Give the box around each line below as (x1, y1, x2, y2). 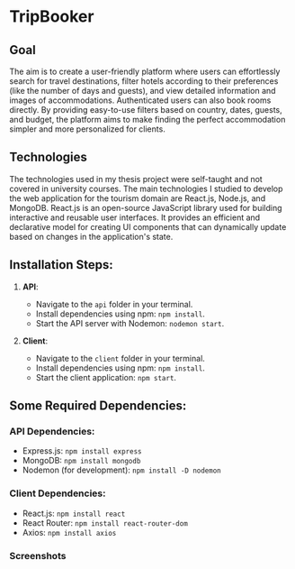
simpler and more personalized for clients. (9, 124, 166, 134)
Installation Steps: (9, 257, 114, 272)
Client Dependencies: (9, 487, 106, 500)
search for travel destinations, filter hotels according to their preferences (9, 76, 279, 87)
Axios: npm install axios (22, 527, 117, 537)
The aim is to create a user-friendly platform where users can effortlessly (9, 66, 281, 77)
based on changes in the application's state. (9, 231, 174, 242)
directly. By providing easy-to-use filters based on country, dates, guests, (9, 105, 283, 115)
